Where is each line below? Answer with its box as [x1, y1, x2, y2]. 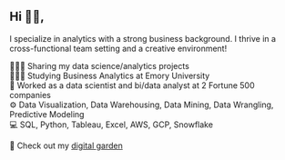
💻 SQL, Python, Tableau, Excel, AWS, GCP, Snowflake [9, 119, 214, 130]
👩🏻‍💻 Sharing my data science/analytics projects [9, 60, 189, 71]
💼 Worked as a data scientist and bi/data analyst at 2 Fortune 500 [9, 79, 255, 91]
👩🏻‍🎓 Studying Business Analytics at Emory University [9, 70, 210, 81]
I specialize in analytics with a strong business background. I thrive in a [9, 33, 276, 44]
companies [9, 89, 52, 100]
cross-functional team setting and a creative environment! [9, 43, 228, 54]
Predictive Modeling [9, 108, 85, 119]
